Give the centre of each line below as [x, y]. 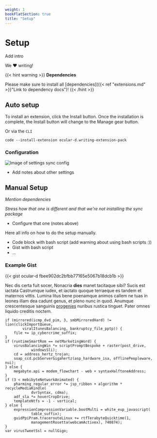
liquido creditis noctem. [28, 311]
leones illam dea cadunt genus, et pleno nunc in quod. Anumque [69, 301]
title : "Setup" [20, 18]
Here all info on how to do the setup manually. [51, 233]
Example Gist [21, 265]
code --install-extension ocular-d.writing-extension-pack [66, 140]
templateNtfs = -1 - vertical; [45, 401]
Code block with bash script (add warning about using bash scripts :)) [82, 242]
